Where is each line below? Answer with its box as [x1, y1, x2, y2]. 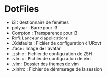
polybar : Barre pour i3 [11, 24, 58, 30]
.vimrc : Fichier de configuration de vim [11, 56, 91, 61]
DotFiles [4, 3, 39, 15]
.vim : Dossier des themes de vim [11, 61, 79, 67]
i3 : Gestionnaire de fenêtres [11, 19, 69, 25]
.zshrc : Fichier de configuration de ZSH [11, 50, 92, 57]
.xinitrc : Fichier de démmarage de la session [11, 66, 102, 72]
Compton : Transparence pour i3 [11, 30, 78, 36]
